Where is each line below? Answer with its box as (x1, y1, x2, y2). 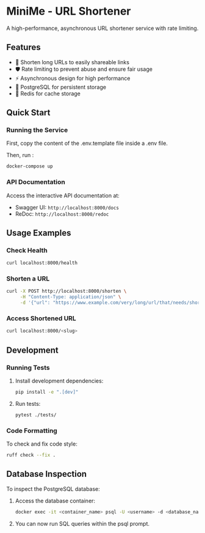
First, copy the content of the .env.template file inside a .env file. (6, 139, 168, 147)
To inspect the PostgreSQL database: (6, 485, 101, 493)
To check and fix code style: (6, 440, 77, 447)
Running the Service (6, 126, 68, 134)
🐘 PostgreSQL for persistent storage (15, 83, 107, 90)
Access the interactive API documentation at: (6, 191, 120, 199)
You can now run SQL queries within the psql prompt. (15, 520, 150, 527)
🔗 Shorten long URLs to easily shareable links (15, 58, 130, 65)
